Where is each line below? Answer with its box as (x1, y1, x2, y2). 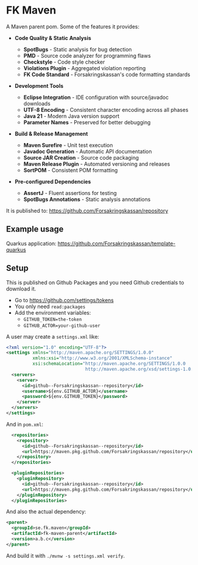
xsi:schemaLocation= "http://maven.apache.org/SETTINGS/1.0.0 (32, 361, 186, 367)
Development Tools (14, 82, 64, 89)
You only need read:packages (14, 303, 85, 310)
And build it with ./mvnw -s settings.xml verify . (6, 552, 125, 559)
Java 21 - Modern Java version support (23, 113, 120, 120)
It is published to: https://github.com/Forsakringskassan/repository (6, 207, 169, 214)
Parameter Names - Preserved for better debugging (23, 118, 151, 125)
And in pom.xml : (6, 421, 44, 428)
